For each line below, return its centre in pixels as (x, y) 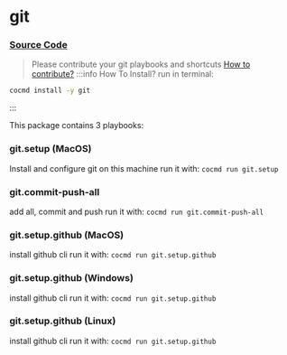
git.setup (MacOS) (51, 149)
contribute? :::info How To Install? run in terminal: (122, 74)
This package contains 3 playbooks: (77, 126)
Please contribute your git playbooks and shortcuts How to (141, 64)
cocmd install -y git (50, 91)
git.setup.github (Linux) (63, 321)
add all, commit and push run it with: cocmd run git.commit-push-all (137, 211)
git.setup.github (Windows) (71, 278)
